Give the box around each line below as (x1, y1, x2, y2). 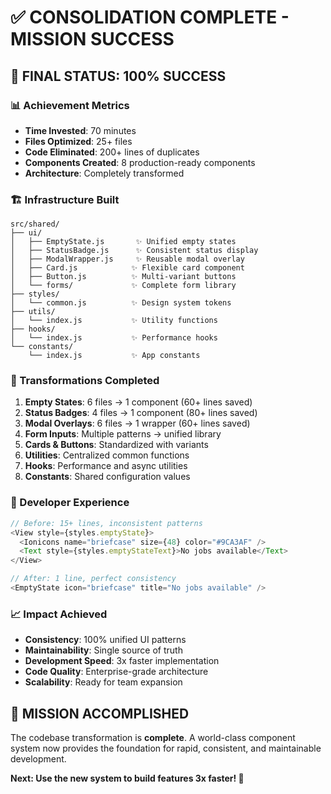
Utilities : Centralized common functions (24, 449, 190, 461)
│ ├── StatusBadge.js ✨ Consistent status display (10, 246, 259, 256)
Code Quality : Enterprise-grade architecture (24, 666, 209, 678)
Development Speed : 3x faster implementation (24, 655, 220, 667)
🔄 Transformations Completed (10, 374, 160, 388)
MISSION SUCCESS (10, 28, 175, 51)
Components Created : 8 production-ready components (24, 156, 256, 168)
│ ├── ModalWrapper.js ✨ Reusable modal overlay (10, 254, 245, 265)
